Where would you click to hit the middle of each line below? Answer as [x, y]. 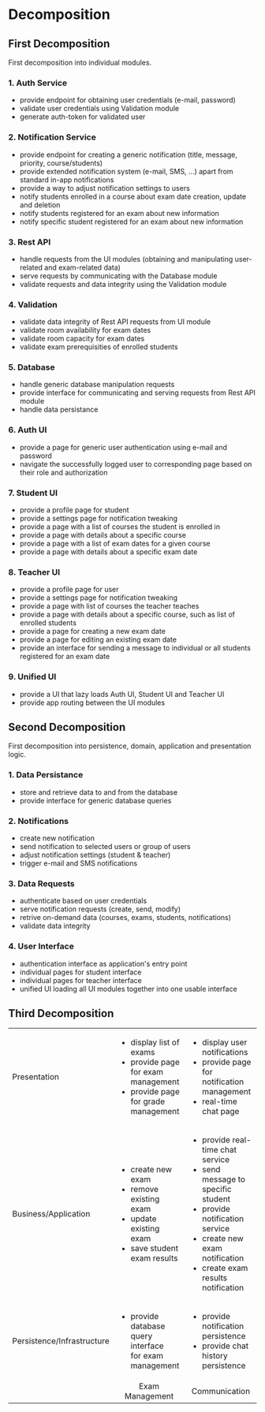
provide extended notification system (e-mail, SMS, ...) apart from [127, 171]
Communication [221, 1392]
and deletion [40, 205]
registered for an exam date [65, 657]
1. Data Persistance [46, 775]
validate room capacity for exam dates [82, 339]
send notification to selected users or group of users [105, 847]
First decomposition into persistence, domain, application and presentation [130, 746]
